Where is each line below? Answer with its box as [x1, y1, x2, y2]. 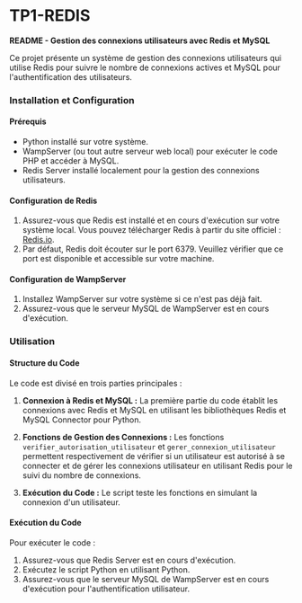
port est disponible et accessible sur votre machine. [22, 253, 215, 264]
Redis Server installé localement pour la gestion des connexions [22, 165, 260, 176]
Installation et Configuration [9, 93, 135, 106]
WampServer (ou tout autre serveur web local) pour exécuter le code [22, 146, 279, 157]
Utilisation [9, 335, 56, 348]
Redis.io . [22, 235, 55, 245]
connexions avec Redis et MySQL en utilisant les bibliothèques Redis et [22, 404, 287, 415]
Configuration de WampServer [9, 273, 127, 284]
